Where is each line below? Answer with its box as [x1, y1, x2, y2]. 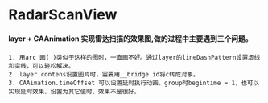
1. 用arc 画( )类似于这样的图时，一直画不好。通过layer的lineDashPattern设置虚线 [8, 54, 261, 62]
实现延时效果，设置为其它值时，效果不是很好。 [8, 88, 141, 96]
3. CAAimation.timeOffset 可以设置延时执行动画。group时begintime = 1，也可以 [8, 79, 260, 88]
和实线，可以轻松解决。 [8, 62, 75, 70]
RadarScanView [8, 6, 118, 24]
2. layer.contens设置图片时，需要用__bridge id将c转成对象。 [8, 71, 200, 79]
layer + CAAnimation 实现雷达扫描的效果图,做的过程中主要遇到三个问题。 [8, 34, 253, 43]
